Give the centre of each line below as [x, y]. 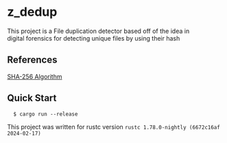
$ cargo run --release [46, 114]
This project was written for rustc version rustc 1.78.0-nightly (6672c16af [114, 126]
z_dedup [32, 12]
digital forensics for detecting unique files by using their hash [94, 38]
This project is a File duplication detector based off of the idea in [98, 31]
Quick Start [32, 98]
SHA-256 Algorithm [35, 76]
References [32, 60]
